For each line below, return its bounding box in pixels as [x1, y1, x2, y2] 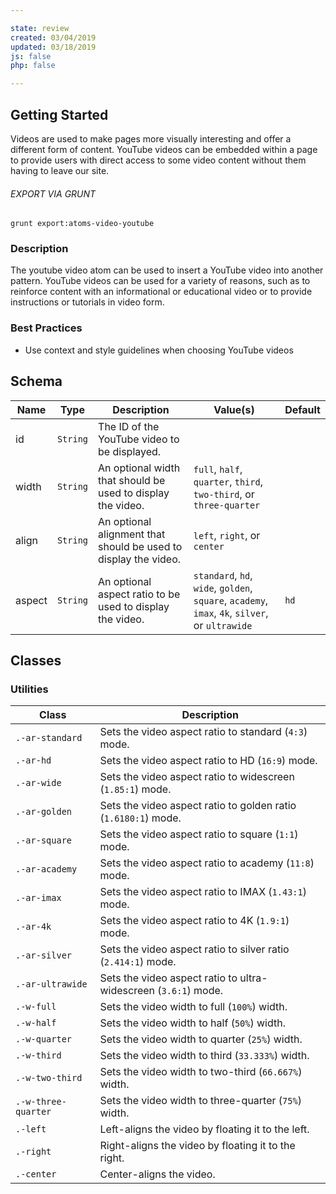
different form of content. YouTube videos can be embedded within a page [10, 143, 318, 155]
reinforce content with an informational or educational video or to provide [10, 286, 313, 298]
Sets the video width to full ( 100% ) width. [99, 1000, 288, 1014]
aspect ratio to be [98, 587, 181, 601]
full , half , [193, 462, 243, 476]
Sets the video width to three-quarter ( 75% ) [99, 1094, 302, 1108]
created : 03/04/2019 [10, 32, 97, 43]
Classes [10, 652, 62, 669]
